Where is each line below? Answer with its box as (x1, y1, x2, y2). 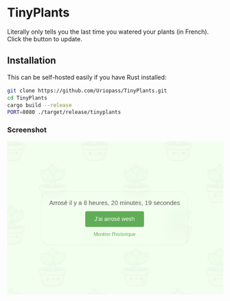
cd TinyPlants (7, 94, 48, 101)
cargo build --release (7, 102, 72, 109)
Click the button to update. (7, 34, 82, 43)
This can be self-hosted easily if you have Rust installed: (7, 73, 167, 81)
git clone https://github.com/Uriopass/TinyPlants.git (7, 87, 168, 94)
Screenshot (7, 125, 47, 135)
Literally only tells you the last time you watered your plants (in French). (7, 27, 209, 36)
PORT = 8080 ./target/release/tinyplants (7, 109, 122, 116)
